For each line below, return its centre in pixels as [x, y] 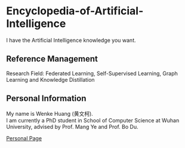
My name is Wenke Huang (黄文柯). [50, 113]
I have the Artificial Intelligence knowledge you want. [71, 40]
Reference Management [52, 59]
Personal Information [46, 99]
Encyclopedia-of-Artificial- [75, 11]
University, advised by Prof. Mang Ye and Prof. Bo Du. [72, 127]
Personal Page [24, 138]
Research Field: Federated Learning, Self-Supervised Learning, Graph [92, 73]
